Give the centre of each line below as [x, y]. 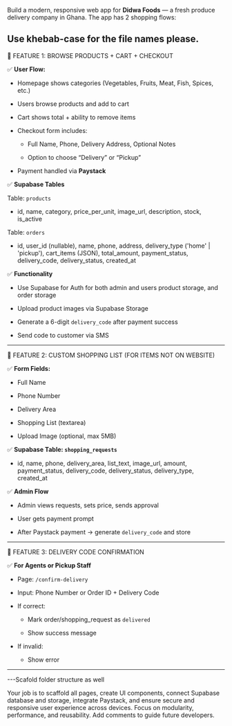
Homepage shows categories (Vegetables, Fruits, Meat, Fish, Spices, [115, 83]
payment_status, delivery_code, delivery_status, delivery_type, [106, 471]
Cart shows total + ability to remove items [76, 117]
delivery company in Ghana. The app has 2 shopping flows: [92, 17]
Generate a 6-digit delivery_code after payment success [97, 322]
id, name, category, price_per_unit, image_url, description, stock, [109, 211]
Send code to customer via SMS [63, 335]
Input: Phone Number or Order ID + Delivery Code [88, 592]
